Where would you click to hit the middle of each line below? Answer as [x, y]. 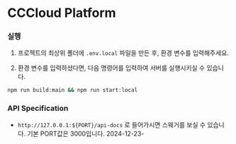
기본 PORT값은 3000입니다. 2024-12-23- [86, 133]
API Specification [38, 109]
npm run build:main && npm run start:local [73, 90]
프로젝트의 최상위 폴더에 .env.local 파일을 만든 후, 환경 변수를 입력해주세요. [123, 53]
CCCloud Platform [62, 13]
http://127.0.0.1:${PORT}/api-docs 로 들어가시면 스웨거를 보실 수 [112, 124]
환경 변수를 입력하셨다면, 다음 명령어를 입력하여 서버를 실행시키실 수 [111, 68]
